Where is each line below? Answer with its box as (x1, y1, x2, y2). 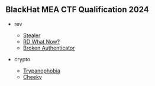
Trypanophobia (22, 67, 60, 74)
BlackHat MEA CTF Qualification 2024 (5, 5, 149, 15)
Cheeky (22, 73, 42, 80)
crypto (14, 55, 31, 62)
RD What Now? (22, 38, 60, 45)
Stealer (22, 32, 41, 39)
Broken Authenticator (22, 44, 75, 51)
